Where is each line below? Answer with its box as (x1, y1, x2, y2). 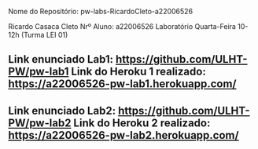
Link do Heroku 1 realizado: (70, 65, 206, 78)
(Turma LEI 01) (20, 31, 68, 39)
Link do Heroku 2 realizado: (73, 116, 211, 129)
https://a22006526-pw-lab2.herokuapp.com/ (8, 129, 239, 142)
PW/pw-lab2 (8, 116, 72, 129)
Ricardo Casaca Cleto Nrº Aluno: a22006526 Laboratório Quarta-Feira (8, 22, 236, 31)
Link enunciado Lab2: (8, 104, 116, 117)
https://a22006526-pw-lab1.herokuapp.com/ (8, 78, 237, 91)
